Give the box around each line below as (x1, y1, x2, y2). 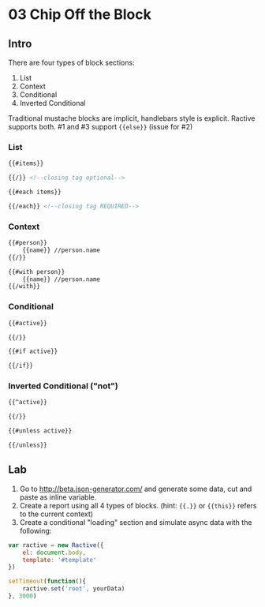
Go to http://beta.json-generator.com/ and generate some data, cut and (19, 484, 252, 493)
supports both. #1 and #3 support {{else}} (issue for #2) (8, 122, 193, 131)
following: (19, 526, 52, 535)
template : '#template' (22, 556, 97, 564)
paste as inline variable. (19, 492, 97, 502)
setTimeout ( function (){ (8, 578, 87, 586)
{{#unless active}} (8, 427, 73, 435)
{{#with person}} (8, 268, 65, 275)
